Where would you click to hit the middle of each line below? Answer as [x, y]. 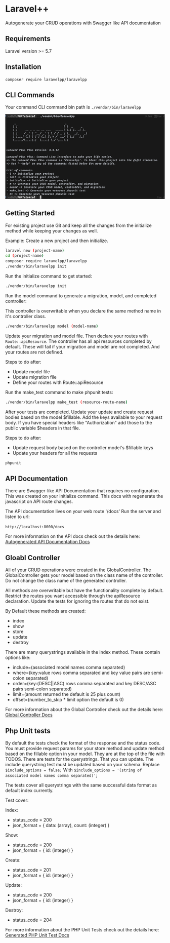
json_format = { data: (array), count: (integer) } [61, 825]
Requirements [28, 39]
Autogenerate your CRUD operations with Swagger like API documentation [83, 23]
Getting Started [30, 213]
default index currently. [30, 790]
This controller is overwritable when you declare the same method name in [83, 311]
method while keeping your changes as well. [52, 230]
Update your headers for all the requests [55, 453]
